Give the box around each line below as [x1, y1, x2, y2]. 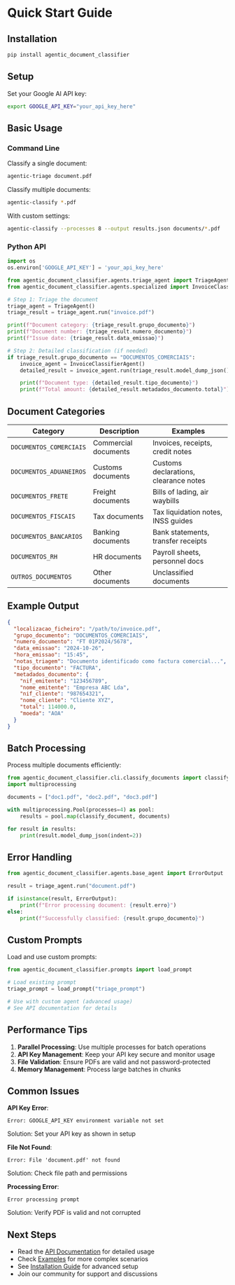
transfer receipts [152, 536, 208, 546]
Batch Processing [7, 743, 86, 755]
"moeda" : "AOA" [20, 710, 64, 717]
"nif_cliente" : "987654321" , [20, 690, 105, 698]
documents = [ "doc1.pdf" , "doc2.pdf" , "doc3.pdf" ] [7, 794, 158, 801]
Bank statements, [152, 527, 210, 537]
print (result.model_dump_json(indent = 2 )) [20, 832, 142, 839]
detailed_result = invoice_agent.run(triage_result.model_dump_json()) [20, 366, 233, 374]
